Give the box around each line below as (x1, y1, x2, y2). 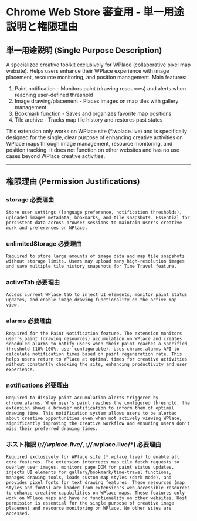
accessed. (6, 510, 30, 517)
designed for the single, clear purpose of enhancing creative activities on (6, 134, 183, 141)
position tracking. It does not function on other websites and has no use (6, 146, 180, 153)
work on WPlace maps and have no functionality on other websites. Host (6, 495, 188, 501)
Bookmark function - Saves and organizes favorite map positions (14, 110, 172, 117)
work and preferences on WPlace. (6, 224, 88, 231)
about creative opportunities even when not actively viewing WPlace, (6, 415, 182, 421)
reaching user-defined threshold (14, 92, 93, 98)
